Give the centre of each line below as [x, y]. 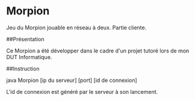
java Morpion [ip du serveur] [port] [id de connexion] [72, 80]
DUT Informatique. [29, 57]
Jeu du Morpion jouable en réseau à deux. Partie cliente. [76, 27]
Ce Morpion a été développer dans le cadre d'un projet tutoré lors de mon [98, 51]
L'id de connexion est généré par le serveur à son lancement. [82, 91]
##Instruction [23, 68]
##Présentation [25, 39]
